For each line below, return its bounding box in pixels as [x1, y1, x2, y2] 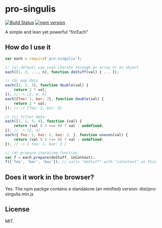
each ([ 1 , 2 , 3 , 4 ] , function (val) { [5, 119, 82, 124]
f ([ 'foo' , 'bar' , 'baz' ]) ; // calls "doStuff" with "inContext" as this [5, 160, 157, 165]
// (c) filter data [5, 114, 45, 119]
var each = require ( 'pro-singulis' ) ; [5, 56, 82, 61]
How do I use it [5, 43, 51, 52]
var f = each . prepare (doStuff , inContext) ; [5, 155, 95, 160]
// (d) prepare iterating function [5, 150, 78, 155]
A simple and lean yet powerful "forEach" [5, 29, 89, 35]
